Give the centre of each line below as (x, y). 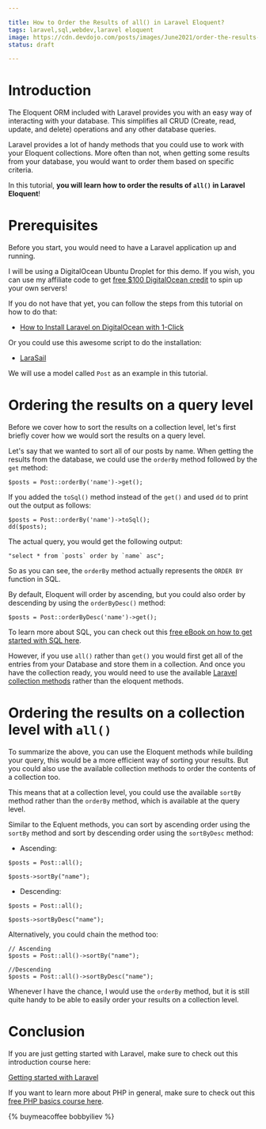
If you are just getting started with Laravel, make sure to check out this (123, 1053)
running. (22, 256)
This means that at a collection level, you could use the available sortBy (125, 792)
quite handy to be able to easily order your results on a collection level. (123, 1000)
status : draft (32, 44)
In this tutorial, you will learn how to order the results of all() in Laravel (127, 185)
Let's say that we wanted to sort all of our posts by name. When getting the (131, 451)
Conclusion (47, 1032)
